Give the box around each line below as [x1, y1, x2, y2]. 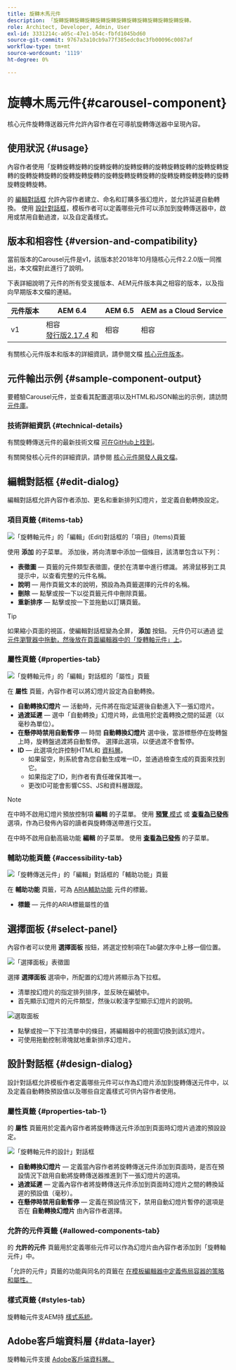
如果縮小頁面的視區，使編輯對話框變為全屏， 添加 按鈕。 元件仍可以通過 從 [7, 626, 223, 635]
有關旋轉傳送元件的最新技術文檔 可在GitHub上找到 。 [7, 438, 159, 446]
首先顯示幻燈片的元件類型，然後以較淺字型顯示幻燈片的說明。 [17, 996, 197, 1005]
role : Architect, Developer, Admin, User [7, 23, 131, 30]
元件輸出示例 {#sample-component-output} [7, 372, 202, 384]
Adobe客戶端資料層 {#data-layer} [7, 1335, 156, 1347]
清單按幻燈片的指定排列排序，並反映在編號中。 [17, 988, 153, 996]
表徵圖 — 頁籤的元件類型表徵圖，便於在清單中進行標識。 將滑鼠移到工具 [17, 562, 226, 571]
